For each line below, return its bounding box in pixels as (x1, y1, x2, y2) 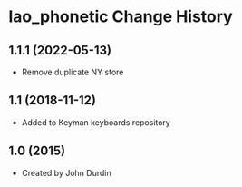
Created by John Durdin (21, 167, 111, 178)
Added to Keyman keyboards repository (21, 116, 171, 128)
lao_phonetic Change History (8, 6, 233, 27)
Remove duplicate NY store (21, 66, 124, 77)
